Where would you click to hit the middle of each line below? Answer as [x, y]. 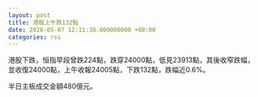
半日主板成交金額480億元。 [53, 86]
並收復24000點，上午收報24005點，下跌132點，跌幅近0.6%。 [109, 70]
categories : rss [35, 37]
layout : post [29, 15]
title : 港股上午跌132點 [43, 23]
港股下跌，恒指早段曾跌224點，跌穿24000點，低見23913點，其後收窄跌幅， [131, 60]
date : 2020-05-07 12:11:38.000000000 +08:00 [82, 30]
